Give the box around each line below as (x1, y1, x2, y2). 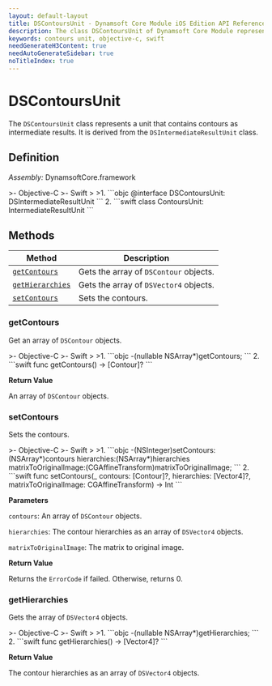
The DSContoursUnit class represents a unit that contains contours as (8, 118, 239, 128)
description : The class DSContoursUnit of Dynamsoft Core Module (8, 27, 233, 35)
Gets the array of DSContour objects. (78, 266, 215, 278)
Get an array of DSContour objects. (8, 335, 122, 345)
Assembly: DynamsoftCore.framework (8, 172, 136, 182)
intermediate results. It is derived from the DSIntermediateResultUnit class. (8, 127, 259, 137)
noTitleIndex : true (8, 58, 74, 66)
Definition (8, 151, 59, 164)
